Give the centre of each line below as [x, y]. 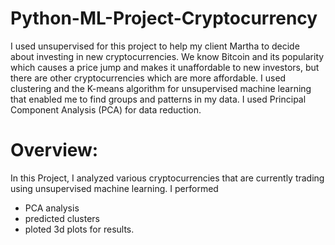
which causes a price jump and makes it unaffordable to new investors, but [165, 67]
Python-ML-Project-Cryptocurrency [164, 18]
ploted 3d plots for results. [79, 229]
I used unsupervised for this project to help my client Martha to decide [155, 46]
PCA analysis [52, 208]
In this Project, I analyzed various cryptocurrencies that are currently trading [167, 178]
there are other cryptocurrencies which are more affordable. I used [148, 78]
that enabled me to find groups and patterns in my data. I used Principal [158, 99]
